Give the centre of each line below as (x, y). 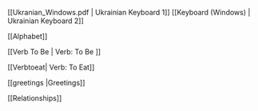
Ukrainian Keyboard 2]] (46, 21)
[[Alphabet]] (28, 36)
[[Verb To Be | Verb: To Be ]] (54, 52)
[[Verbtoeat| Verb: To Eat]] (51, 67)
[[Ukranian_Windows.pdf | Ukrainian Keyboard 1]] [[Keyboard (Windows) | (129, 12)
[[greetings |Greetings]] (46, 83)
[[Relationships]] (35, 98)
